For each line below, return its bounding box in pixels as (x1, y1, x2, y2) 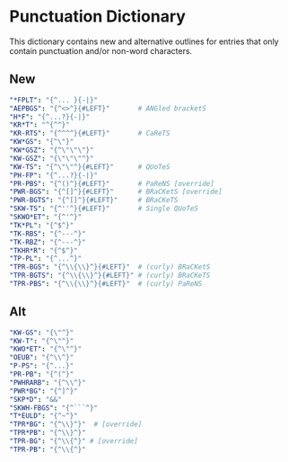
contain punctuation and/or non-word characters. (9, 45, 193, 56)
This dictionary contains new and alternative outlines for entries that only (9, 36, 280, 47)
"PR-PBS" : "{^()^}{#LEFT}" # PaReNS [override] (9, 179, 215, 188)
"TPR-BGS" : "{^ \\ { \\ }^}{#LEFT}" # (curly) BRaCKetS (9, 262, 211, 271)
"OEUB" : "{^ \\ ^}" (9, 353, 74, 362)
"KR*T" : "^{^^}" (9, 120, 70, 129)
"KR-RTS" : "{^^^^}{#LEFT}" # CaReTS (9, 129, 170, 138)
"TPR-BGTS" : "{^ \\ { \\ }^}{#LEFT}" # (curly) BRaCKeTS (9, 271, 211, 280)
